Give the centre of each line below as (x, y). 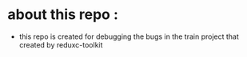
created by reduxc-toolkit (61, 44)
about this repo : (63, 15)
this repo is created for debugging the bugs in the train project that (129, 36)
